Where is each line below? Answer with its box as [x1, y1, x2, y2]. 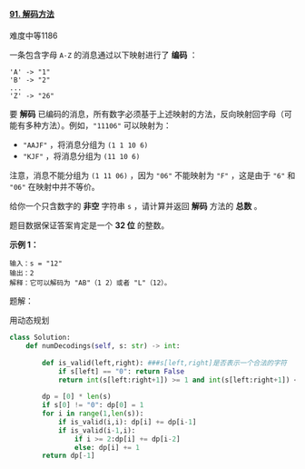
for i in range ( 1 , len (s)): [42, 409, 144, 418]
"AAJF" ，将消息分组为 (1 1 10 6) [22, 139, 149, 150]
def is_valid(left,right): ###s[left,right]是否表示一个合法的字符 [42, 358, 288, 367]
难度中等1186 [9, 30, 58, 41]
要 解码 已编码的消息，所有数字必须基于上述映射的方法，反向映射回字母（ [9, 109, 284, 120]
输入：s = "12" [9, 259, 63, 268]
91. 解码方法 [9, 8, 54, 19]
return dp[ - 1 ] [42, 451, 95, 461]
